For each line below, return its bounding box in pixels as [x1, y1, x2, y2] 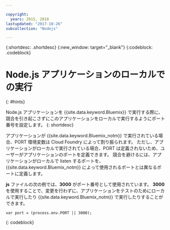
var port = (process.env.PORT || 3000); [6, 211, 93, 216]
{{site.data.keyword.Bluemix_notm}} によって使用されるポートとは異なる [6, 164, 157, 170]
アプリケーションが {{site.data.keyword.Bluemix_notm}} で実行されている [6, 133, 159, 139]
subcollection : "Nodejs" [6, 26, 58, 31]
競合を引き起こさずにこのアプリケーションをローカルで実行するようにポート [6, 116, 165, 122]
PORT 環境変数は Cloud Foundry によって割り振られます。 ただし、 [14, 139, 155, 145]
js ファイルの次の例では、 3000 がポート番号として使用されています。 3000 [6, 181, 165, 187]
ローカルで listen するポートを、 [36, 158, 104, 164]
